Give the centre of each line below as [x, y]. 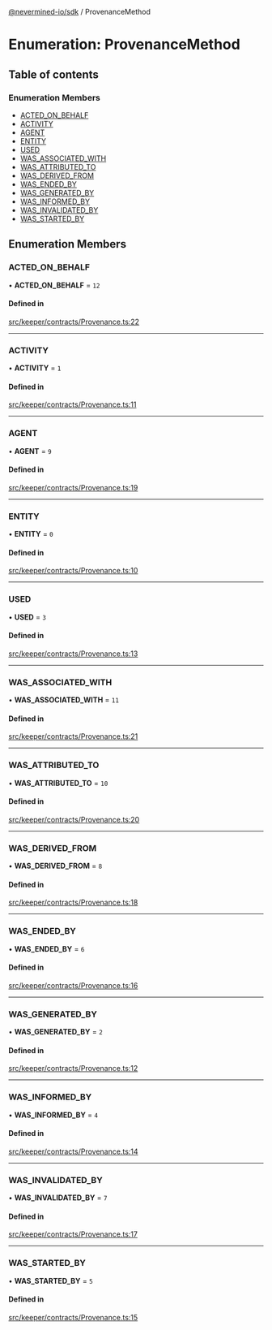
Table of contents [53, 74]
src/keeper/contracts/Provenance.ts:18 [73, 902]
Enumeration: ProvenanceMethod [124, 45]
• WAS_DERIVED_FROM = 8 [55, 866]
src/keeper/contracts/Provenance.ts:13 [73, 654]
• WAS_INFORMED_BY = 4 [53, 1115]
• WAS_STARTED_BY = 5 [51, 1280]
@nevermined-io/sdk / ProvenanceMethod [80, 12]
